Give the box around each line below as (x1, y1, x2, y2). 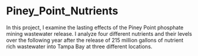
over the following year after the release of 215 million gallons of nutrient (6, 36, 184, 43)
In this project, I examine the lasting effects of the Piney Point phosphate (6, 24, 184, 31)
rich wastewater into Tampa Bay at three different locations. (6, 43, 153, 50)
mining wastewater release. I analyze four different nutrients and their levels (6, 30, 192, 37)
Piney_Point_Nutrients (6, 4, 118, 18)
